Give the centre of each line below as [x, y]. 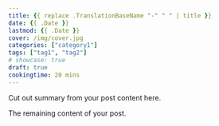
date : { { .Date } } [39, 23]
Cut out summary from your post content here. [85, 97]
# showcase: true [37, 61]
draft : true [28, 68]
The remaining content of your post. [67, 113]
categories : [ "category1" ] [53, 45]
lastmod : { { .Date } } [44, 30]
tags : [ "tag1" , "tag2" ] [48, 53]
